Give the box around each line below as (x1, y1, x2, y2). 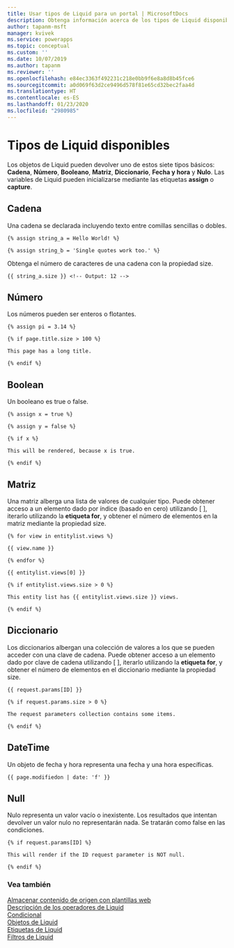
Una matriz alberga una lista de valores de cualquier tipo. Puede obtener (7, 497, 215, 505)
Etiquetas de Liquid (7, 925, 63, 933)
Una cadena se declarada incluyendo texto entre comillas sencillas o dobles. (7, 221, 227, 230)
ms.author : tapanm (7, 62, 61, 69)
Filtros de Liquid (7, 933, 54, 941)
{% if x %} (7, 435, 39, 442)
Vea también (7, 880, 51, 889)
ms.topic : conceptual (7, 42, 70, 49)
